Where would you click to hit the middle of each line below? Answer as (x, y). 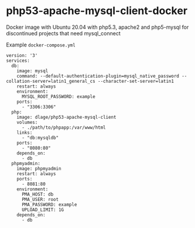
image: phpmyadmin (39, 169)
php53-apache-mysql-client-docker (97, 11)
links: (25, 133)
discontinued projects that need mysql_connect (64, 33)
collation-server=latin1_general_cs (51, 81)
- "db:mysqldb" (40, 138)
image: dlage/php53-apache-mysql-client (66, 117)
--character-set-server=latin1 (136, 81)
